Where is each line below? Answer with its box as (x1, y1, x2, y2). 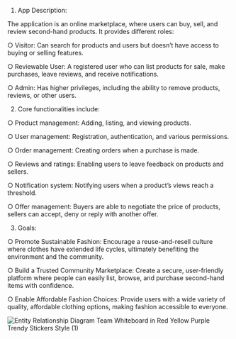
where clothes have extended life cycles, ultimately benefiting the (7, 245, 199, 253)
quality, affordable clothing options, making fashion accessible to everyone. (7, 303, 228, 311)
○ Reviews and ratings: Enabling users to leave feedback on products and (7, 160, 225, 168)
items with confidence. (7, 282, 74, 289)
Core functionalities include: (17, 105, 101, 113)
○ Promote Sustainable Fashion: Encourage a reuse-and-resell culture (7, 238, 213, 245)
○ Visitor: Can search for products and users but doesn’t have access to (7, 41, 220, 49)
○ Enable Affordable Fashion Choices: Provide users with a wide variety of (7, 295, 225, 304)
